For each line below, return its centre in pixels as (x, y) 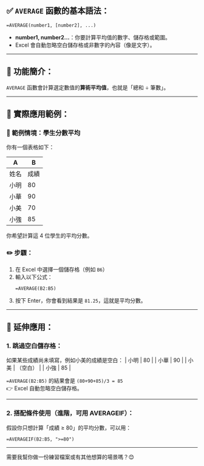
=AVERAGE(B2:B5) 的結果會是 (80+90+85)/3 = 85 (65, 381)
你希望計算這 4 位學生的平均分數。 (49, 236)
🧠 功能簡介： (30, 72)
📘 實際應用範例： (38, 114)
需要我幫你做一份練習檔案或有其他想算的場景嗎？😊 (70, 457)
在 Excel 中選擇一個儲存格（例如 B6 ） (61, 269)
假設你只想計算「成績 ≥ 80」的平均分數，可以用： (69, 428)
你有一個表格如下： (30, 147)
